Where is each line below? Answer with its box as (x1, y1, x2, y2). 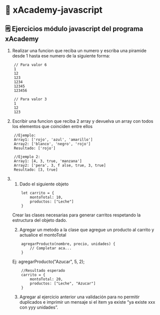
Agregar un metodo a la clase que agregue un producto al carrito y (19, 227, 154, 233)
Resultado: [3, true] (14, 167, 58, 172)
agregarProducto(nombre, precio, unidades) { (21, 241, 116, 246)
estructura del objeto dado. (12, 217, 68, 223)
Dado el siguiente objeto (19, 181, 69, 187)
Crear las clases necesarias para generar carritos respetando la (12, 212, 141, 218)
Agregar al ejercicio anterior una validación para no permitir (19, 294, 140, 300)
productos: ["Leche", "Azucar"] (30, 281, 96, 286)
